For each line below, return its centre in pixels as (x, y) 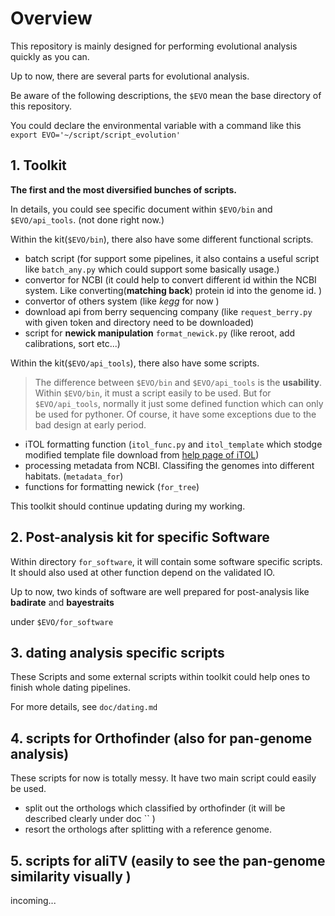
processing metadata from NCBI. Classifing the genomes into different (169, 465)
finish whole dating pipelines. (70, 688)
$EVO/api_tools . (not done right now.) (87, 219)
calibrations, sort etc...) (72, 343)
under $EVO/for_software (62, 621)
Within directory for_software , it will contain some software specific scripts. (166, 561)
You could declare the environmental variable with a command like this (156, 125)
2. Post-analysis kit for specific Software (140, 537)
